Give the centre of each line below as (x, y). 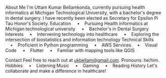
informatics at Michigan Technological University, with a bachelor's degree (83, 13)
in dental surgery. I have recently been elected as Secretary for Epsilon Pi (82, 18)
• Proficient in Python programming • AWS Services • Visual (84, 45)
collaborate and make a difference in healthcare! (56, 71)
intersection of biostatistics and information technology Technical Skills (80, 40)
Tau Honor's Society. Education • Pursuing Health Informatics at (77, 23)
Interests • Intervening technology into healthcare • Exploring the (82, 34)
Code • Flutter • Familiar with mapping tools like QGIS (70, 50)
